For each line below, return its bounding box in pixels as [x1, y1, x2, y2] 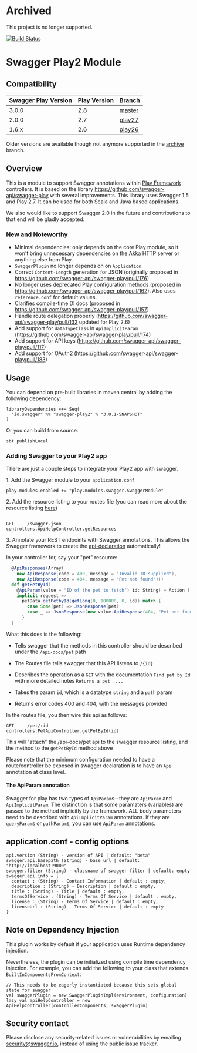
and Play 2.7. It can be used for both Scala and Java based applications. [6, 198, 180, 205]
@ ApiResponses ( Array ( [11, 565, 64, 571]
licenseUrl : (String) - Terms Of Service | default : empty [11, 904, 164, 910]
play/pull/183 [14, 356, 46, 363]
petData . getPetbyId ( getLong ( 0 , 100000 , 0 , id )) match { [21, 598, 161, 604]
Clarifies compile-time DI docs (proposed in [14, 300, 120, 307]
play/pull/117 [14, 344, 45, 351]
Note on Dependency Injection [6, 925, 120, 935]
